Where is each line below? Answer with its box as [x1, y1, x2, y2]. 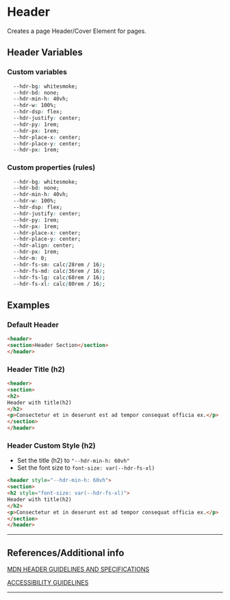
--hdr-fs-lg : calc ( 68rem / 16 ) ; [13, 274, 106, 281]
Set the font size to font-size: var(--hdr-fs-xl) [16, 464, 155, 472]
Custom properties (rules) [7, 163, 96, 172]
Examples [7, 299, 50, 311]
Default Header [7, 320, 60, 329]
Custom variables [7, 67, 67, 77]
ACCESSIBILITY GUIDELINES [7, 579, 89, 587]
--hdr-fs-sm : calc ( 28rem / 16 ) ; [13, 261, 106, 268]
